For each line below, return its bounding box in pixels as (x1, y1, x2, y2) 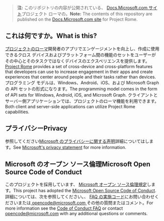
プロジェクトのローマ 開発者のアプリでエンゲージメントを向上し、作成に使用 (5, 46, 160, 51)
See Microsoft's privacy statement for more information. (13, 144, 126, 150)
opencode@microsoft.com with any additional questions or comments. (5, 211, 148, 217)
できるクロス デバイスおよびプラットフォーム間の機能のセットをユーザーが (5, 51, 156, 58)
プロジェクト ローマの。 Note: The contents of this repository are (21, 11, 153, 17)
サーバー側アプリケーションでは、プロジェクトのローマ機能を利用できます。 (5, 98, 159, 104)
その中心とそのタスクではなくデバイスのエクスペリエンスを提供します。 (5, 58, 150, 64)
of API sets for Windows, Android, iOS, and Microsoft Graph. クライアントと (5, 92, 158, 98)
